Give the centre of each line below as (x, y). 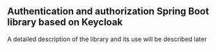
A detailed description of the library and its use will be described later (107, 39)
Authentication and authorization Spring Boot (108, 11)
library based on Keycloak (65, 23)
